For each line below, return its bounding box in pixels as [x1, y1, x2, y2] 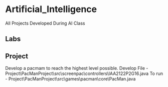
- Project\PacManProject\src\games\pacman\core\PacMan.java [5, 76, 136, 82]
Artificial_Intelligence [5, 4, 97, 15]
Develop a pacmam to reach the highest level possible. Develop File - [5, 65, 148, 71]
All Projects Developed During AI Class [5, 20, 85, 26]
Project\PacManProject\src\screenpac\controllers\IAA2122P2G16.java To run [5, 70, 163, 76]
